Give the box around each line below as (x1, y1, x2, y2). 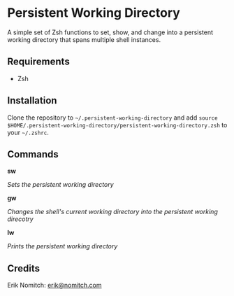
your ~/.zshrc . (7, 128, 49, 136)
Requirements (7, 56, 70, 68)
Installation (7, 94, 57, 106)
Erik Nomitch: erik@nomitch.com (7, 281, 103, 290)
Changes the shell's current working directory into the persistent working (7, 208, 218, 216)
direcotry (7, 215, 34, 223)
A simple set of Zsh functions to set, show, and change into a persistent (7, 28, 214, 36)
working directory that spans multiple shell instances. (7, 35, 161, 43)
